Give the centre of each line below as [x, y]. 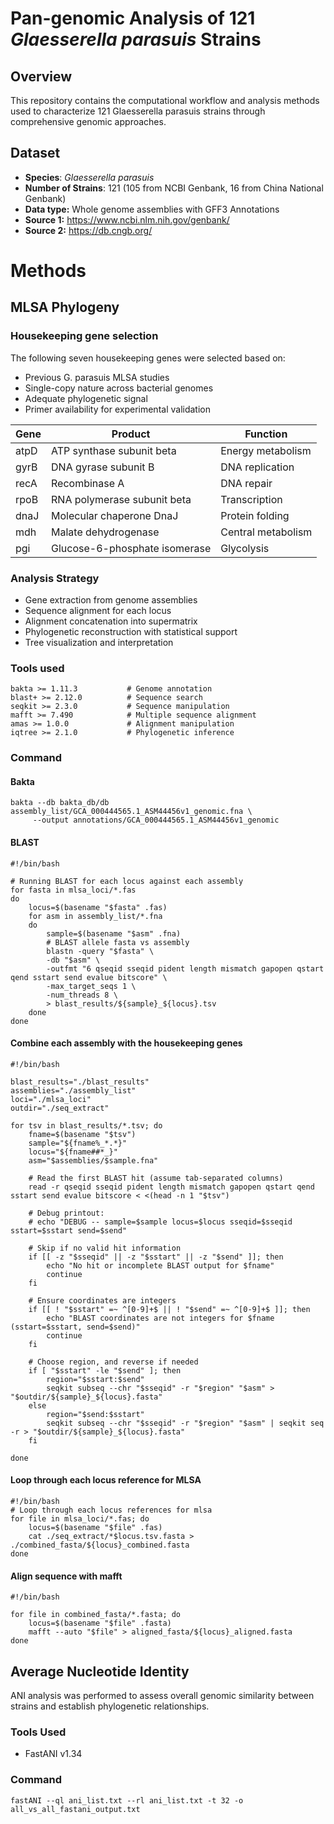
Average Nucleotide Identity [100, 1671]
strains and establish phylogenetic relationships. [110, 1706]
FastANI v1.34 [53, 1754]
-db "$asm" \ [73, 960]
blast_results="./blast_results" [80, 1082]
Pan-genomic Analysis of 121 [133, 18]
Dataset [35, 153]
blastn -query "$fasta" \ [100, 951]
